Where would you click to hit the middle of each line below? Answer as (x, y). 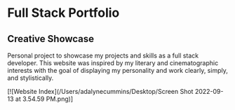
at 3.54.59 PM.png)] (44, 99)
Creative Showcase (51, 39)
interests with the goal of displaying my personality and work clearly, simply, (117, 70)
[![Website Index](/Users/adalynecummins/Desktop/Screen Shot (100, 91)
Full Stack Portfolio (63, 13)
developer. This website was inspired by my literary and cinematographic (113, 63)
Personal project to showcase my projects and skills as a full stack (103, 55)
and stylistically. (31, 78)
